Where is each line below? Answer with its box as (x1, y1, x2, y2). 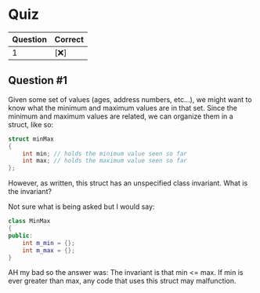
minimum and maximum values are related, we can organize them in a (8, 112, 233, 121)
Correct (54, 34, 85, 45)
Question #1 (8, 74, 68, 87)
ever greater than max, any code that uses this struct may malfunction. (8, 277, 237, 286)
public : (8, 232, 34, 240)
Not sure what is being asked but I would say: (8, 202, 155, 211)
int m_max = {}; (22, 246, 76, 255)
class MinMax (8, 218, 51, 225)
